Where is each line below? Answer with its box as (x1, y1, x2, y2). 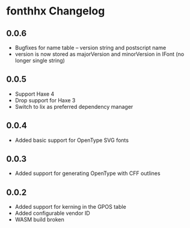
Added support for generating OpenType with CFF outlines (14, 170, 161, 177)
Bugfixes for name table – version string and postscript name (14, 44, 167, 51)
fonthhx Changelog (6, 4, 105, 18)
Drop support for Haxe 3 (14, 96, 76, 103)
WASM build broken (14, 216, 64, 223)
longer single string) (14, 57, 65, 64)
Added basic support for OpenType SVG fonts (14, 137, 129, 144)
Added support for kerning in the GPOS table (14, 203, 126, 211)
